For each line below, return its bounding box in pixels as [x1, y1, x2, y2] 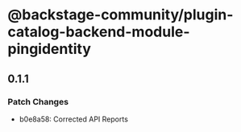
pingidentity [7, 40, 92, 58]
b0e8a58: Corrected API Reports [19, 114, 128, 124]
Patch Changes [7, 96, 69, 107]
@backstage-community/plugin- [7, 6, 234, 24]
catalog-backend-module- [7, 23, 190, 41]
